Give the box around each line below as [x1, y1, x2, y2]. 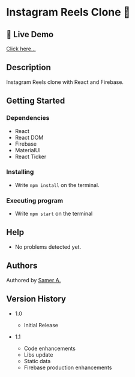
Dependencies [6, 114, 50, 122]
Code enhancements [23, 345, 76, 352]
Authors [6, 261, 38, 271]
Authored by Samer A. [6, 276, 61, 283]
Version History [6, 294, 66, 304]
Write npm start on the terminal [14, 210, 93, 218]
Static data [23, 357, 51, 364]
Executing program [6, 196, 64, 204]
